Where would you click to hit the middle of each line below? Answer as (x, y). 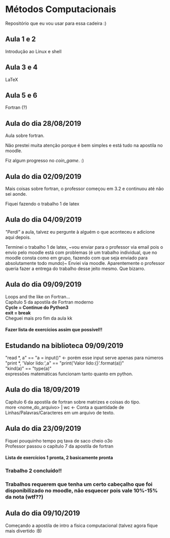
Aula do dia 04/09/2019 (44, 220)
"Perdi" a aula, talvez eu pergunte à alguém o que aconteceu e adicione (80, 232)
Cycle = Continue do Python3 (37, 307)
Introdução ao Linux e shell (33, 51)
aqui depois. (18, 237)
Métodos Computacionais (61, 9)
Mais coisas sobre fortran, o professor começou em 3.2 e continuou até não (84, 189)
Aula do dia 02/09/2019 (44, 176)
